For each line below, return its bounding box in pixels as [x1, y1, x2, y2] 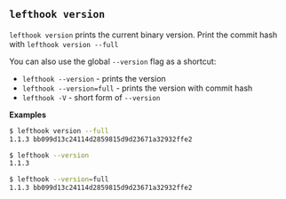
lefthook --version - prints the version [21, 73, 166, 84]
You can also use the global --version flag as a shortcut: [9, 56, 217, 67]
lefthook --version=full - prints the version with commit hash [21, 83, 253, 93]
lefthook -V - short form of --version [21, 92, 161, 102]
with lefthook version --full [9, 38, 119, 49]
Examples [9, 109, 47, 120]
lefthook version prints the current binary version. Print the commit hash [9, 29, 278, 40]
